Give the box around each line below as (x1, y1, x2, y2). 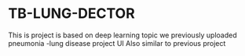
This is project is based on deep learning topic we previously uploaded (8, 30, 237, 40)
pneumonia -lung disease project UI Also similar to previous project (8, 38, 226, 47)
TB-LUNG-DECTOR (8, 5, 135, 23)
